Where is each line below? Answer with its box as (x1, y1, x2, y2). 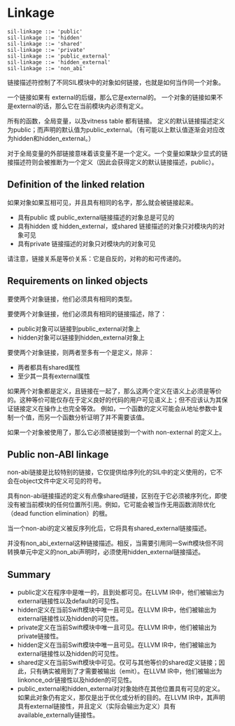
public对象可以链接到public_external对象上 (17, 324, 141, 332)
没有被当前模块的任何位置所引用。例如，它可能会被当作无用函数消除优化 (7, 500, 215, 509)
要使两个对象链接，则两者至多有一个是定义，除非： (7, 348, 155, 356)
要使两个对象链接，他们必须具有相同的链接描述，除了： (7, 309, 166, 318)
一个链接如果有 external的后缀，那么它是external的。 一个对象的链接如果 (7, 93, 217, 101)
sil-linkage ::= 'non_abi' (7, 65, 86, 72)
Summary (7, 568, 51, 580)
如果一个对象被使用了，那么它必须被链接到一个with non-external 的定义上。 (7, 428, 226, 436)
